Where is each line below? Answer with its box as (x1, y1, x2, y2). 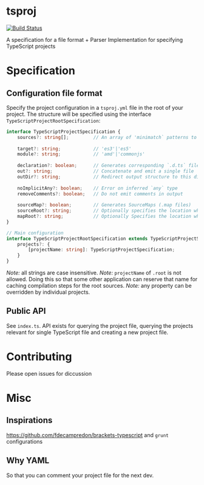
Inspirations (6, 415, 53, 426)
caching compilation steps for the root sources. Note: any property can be (6, 282, 192, 290)
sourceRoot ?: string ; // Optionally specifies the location (17, 208, 191, 214)
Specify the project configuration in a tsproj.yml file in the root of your (6, 104, 183, 111)
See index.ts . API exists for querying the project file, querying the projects (6, 322, 193, 329)
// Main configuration (6, 229, 64, 236)
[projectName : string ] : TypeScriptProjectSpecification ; (28, 247, 175, 253)
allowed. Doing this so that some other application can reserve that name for (6, 276, 198, 283)
